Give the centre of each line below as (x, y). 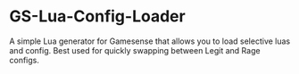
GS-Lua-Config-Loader (97, 16)
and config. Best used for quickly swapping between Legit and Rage (135, 50)
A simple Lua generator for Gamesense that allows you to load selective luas (150, 41)
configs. (25, 60)
